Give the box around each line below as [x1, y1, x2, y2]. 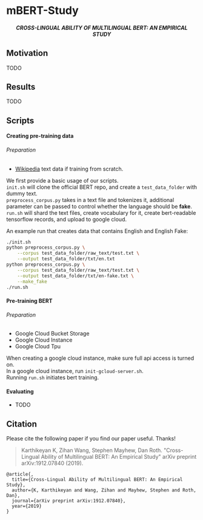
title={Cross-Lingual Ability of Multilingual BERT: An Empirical [12, 477, 183, 483]
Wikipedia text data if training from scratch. [15, 165, 124, 172]
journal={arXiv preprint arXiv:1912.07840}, [12, 498, 126, 504]
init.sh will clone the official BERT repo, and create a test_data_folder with [6, 183, 198, 191]
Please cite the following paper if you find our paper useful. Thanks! [6, 435, 176, 442]
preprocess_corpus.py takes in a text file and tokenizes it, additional [6, 196, 175, 203]
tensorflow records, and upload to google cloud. [6, 215, 127, 223]
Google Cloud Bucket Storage [15, 330, 90, 337]
